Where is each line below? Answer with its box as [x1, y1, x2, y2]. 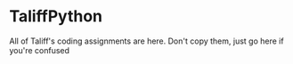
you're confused [9, 44, 69, 55]
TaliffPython [9, 6, 103, 27]
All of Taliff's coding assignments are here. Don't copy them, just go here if [9, 36, 284, 46]
